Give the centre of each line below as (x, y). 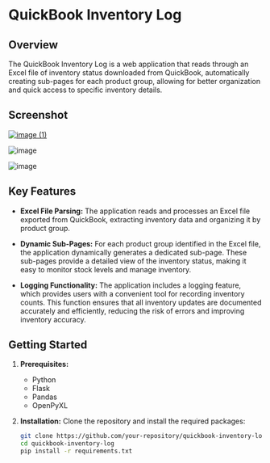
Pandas (45, 397)
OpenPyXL (50, 406)
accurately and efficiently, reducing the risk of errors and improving (132, 311)
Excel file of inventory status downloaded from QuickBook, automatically (129, 73)
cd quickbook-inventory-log (67, 444)
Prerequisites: (44, 364)
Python (44, 380)
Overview (33, 45)
